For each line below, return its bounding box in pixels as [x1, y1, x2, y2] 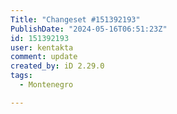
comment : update [10, 52, 78, 62]
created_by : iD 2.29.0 [10, 61, 105, 71]
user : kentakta [10, 42, 74, 53]
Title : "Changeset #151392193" [10, 14, 141, 25]
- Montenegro [19, 80, 74, 90]
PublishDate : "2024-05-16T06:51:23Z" [10, 24, 168, 34]
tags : [10, 71, 33, 81]
